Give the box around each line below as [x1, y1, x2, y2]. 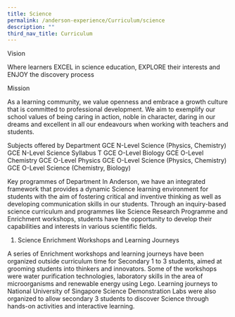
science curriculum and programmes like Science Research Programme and [7, 207, 228, 216]
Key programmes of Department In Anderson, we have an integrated [7, 178, 206, 186]
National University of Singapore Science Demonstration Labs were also [7, 287, 217, 296]
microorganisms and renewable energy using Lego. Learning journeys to [7, 280, 218, 288]
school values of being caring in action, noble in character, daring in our [7, 113, 216, 121]
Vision [7, 49, 26, 58]
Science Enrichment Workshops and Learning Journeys [17, 236, 179, 244]
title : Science [7, 10, 52, 18]
